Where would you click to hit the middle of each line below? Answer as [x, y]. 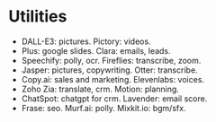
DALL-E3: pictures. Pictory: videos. [86, 41]
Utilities [38, 17]
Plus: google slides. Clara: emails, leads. [96, 50]
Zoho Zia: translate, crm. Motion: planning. [100, 89]
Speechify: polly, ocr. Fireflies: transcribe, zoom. [111, 60]
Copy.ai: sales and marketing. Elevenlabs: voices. [112, 79]
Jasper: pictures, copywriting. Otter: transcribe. [110, 70]
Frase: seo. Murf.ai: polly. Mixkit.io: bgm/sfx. [103, 108]
